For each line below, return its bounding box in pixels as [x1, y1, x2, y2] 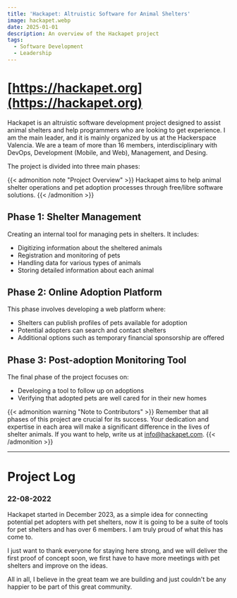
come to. [7, 532, 33, 541]
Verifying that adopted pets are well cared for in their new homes [17, 394, 207, 403]
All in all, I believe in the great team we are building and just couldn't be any [7, 575, 227, 583]
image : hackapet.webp [7, 17, 71, 24]
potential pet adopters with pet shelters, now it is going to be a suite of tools [7, 518, 229, 526]
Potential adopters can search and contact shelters [17, 326, 166, 335]
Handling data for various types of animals [17, 258, 141, 267]
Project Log [7, 469, 76, 485]
